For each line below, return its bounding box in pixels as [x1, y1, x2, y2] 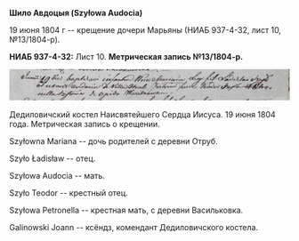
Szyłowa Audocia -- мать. [9, 170, 105, 181]
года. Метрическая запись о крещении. [9, 118, 160, 129]
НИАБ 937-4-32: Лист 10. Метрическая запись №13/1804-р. [9, 52, 243, 61]
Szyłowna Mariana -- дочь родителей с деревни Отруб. [9, 135, 218, 146]
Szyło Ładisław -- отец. [9, 153, 96, 164]
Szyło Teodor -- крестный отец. [9, 187, 129, 198]
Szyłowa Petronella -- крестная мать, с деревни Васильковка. [9, 205, 244, 215]
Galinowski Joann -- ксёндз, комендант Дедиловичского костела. [9, 221, 259, 232]
